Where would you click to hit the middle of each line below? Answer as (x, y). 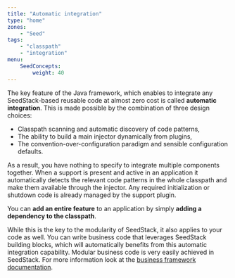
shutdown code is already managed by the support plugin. (92, 195)
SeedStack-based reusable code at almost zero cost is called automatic (112, 100)
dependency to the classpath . (52, 216)
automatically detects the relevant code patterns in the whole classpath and (117, 179)
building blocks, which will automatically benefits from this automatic (107, 244)
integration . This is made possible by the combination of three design (108, 108)
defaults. (30, 151)
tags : (15, 40)
